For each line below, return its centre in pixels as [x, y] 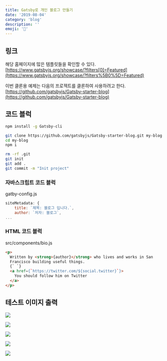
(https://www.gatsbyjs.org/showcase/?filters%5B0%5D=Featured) [75, 75]
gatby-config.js [21, 194]
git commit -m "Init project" [37, 168]
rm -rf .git [18, 154]
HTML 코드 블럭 [24, 231]
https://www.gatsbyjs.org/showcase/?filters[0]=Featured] [67, 70]
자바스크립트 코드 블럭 [30, 183]
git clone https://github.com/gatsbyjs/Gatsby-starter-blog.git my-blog [84, 136]
